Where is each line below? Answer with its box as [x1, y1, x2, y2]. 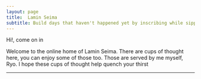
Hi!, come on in [6, 37, 44, 44]
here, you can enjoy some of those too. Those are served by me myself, [6, 54, 184, 62]
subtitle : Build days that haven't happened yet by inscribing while [6, 20, 184, 26]
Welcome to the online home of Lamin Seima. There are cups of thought [6, 48, 184, 55]
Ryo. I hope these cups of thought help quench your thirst [6, 60, 148, 68]
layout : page [6, 8, 39, 15]
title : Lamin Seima [6, 14, 58, 20]
